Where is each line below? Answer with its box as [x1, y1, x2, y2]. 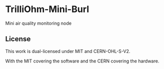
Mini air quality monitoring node [5, 20, 72, 26]
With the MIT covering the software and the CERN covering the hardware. [5, 58, 159, 64]
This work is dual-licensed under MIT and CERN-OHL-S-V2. [5, 48, 130, 54]
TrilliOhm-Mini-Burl [5, 4, 89, 15]
